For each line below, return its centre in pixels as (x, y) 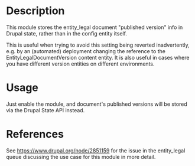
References (35, 134)
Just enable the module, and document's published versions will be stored (97, 104)
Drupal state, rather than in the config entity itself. (66, 33)
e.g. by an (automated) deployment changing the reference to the (86, 51)
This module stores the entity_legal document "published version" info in (95, 27)
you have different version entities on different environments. (80, 64)
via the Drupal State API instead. (45, 110)
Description (35, 11)
